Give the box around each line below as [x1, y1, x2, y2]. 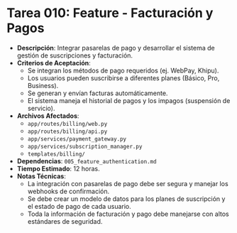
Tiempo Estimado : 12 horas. [16, 164, 100, 173]
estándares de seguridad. [27, 217, 103, 225]
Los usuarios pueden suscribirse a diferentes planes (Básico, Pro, [27, 73, 220, 82]
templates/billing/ [27, 151, 86, 158]
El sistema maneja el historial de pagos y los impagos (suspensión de [27, 96, 231, 104]
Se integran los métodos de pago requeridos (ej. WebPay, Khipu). [27, 66, 219, 75]
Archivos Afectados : [16, 112, 79, 120]
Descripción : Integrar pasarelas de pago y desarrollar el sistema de [16, 43, 215, 52]
